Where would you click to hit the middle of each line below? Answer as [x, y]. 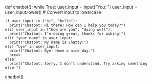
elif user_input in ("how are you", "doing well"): [59, 30]
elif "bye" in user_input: [33, 47]
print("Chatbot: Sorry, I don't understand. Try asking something [78, 64]
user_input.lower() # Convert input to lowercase [53, 12]
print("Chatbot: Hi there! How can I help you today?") [67, 25]
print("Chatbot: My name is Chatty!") [49, 42]
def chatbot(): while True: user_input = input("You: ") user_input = [71, 7]
